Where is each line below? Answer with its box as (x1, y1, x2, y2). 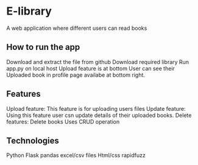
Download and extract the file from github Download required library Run (6, 58, 189, 65)
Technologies (6, 135, 60, 146)
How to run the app (6, 42, 80, 52)
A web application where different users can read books (6, 24, 147, 32)
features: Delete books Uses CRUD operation (6, 118, 120, 125)
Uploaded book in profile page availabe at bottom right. (6, 71, 145, 79)
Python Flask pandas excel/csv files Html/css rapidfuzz (6, 152, 146, 159)
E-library (6, 4, 52, 18)
